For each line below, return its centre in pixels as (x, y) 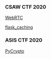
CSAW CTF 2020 (26, 7)
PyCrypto (15, 51)
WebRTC (14, 18)
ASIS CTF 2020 (24, 40)
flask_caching (19, 27)
